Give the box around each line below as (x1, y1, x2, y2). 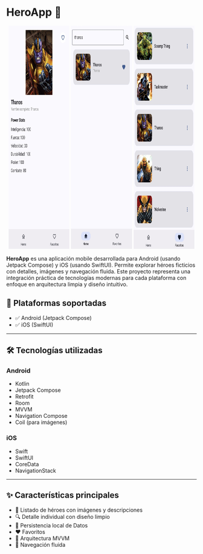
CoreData (14, 460, 39, 468)
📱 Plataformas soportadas (6, 298, 107, 308)
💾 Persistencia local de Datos (14, 521, 88, 529)
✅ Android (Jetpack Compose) (14, 314, 92, 321)
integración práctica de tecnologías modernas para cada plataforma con (6, 274, 187, 281)
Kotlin (14, 380, 30, 388)
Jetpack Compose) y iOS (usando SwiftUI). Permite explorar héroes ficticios (6, 261, 196, 269)
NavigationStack (14, 467, 56, 474)
